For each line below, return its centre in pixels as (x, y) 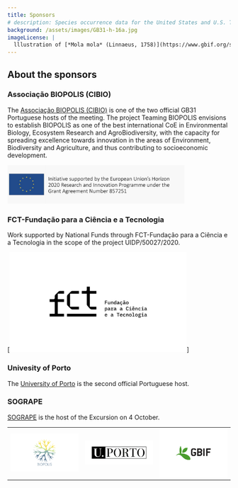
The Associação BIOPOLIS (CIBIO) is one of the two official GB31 (102, 110)
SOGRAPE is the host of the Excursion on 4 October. (84, 417)
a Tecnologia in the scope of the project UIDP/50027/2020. (94, 243)
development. (27, 155)
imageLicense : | (31, 38)
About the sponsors (52, 74)
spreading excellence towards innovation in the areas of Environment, (109, 140)
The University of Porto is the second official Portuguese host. (98, 383)
